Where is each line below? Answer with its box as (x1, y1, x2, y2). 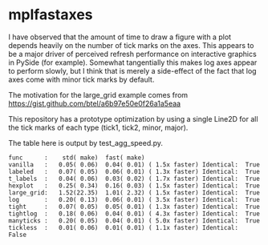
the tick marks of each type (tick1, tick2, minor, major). (8, 122, 189, 132)
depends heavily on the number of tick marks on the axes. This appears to (8, 40, 254, 50)
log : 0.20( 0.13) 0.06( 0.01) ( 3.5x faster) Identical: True (8, 195, 261, 203)
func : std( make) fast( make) (8, 154, 146, 162)
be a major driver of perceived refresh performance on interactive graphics (8, 49, 257, 58)
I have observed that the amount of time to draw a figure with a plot (8, 32, 231, 42)
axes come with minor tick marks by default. (8, 74, 155, 84)
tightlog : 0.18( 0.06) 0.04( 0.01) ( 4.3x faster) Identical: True (8, 210, 261, 218)
